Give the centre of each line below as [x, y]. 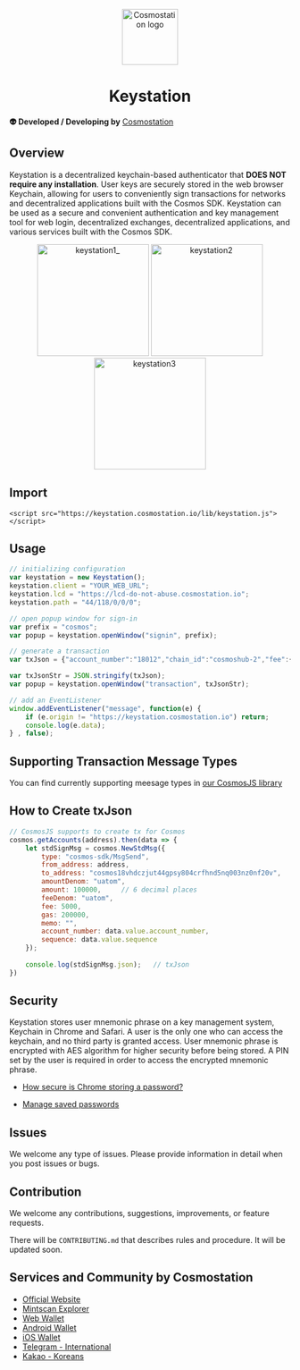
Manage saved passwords [71, 1104]
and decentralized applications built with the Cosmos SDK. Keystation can [146, 203]
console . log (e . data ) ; [65, 725]
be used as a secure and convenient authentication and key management [144, 212]
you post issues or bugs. [54, 1163]
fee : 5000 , [62, 906]
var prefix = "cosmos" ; [54, 627]
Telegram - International [67, 1347]
